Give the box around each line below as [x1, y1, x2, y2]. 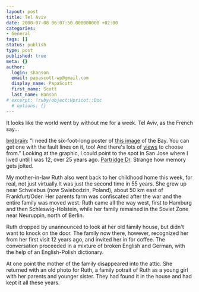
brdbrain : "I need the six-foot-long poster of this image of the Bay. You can [6, 137, 189, 144]
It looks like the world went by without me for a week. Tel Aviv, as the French [6, 119, 194, 126]
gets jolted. [6, 162, 34, 169]
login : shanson [11, 70, 49, 76]
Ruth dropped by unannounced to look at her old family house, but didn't [6, 223, 184, 230]
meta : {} [6, 58, 28, 64]
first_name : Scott [11, 86, 58, 92]
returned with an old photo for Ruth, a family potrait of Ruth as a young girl [6, 266, 188, 274]
